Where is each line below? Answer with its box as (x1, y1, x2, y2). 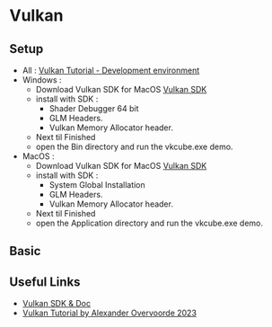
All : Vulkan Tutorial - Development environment (22, 65, 200, 75)
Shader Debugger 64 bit (48, 103, 139, 113)
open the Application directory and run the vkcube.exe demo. (35, 217, 263, 228)
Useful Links (9, 274, 81, 289)
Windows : (22, 75, 62, 85)
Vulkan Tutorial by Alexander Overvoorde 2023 (22, 307, 197, 319)
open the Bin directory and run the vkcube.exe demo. (35, 141, 233, 152)
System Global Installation (48, 180, 145, 190)
